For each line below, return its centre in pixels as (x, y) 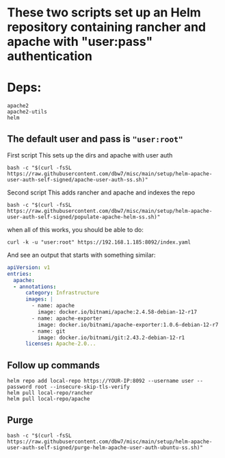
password (19, 387)
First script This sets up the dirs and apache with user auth (90, 155)
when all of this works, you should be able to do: (75, 229)
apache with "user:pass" (80, 42)
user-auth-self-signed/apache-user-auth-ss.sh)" (78, 179)
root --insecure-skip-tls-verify (82, 387)
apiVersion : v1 (29, 267)
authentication (50, 56)
